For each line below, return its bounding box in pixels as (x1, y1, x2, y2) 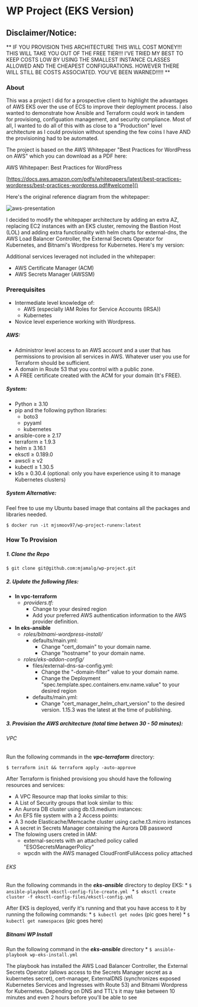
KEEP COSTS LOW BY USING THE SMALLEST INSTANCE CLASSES (6, 56, 170, 63)
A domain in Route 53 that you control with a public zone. (14, 365, 155, 372)
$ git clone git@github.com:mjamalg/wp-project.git (6, 565, 136, 572)
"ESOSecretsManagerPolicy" (23, 843, 95, 850)
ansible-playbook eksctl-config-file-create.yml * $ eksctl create (6, 888, 176, 895)
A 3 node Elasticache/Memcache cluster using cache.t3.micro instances (14, 818, 191, 825)
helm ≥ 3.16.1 (14, 444, 46, 451)
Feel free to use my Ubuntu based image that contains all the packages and (6, 504, 190, 511)
